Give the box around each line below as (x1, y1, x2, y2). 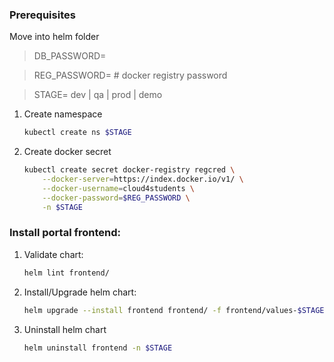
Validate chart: (23, 248, 84, 260)
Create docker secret (23, 146, 112, 158)
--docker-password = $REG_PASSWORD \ (42, 193, 191, 203)
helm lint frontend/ (23, 268, 110, 278)
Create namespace (23, 108, 103, 120)
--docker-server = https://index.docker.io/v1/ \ (42, 174, 244, 185)
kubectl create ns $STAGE (23, 128, 132, 138)
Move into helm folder (9, 31, 100, 43)
